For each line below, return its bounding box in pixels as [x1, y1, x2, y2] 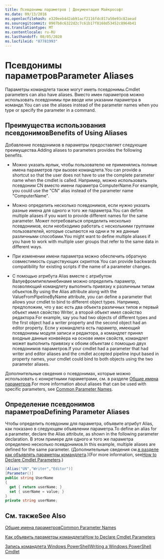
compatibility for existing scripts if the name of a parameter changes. [12, 263, 151, 269]
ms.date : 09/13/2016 [5, 12, 47, 17]
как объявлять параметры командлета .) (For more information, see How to [5, 452, 157, 458]
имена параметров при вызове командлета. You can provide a [12, 167, 142, 173]
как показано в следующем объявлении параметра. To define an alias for [5, 426, 157, 432]
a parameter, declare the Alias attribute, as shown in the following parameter [5, 431, 159, 437]
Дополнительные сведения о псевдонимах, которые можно [5, 370, 131, 376]
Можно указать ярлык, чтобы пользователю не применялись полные [12, 161, 158, 167]
